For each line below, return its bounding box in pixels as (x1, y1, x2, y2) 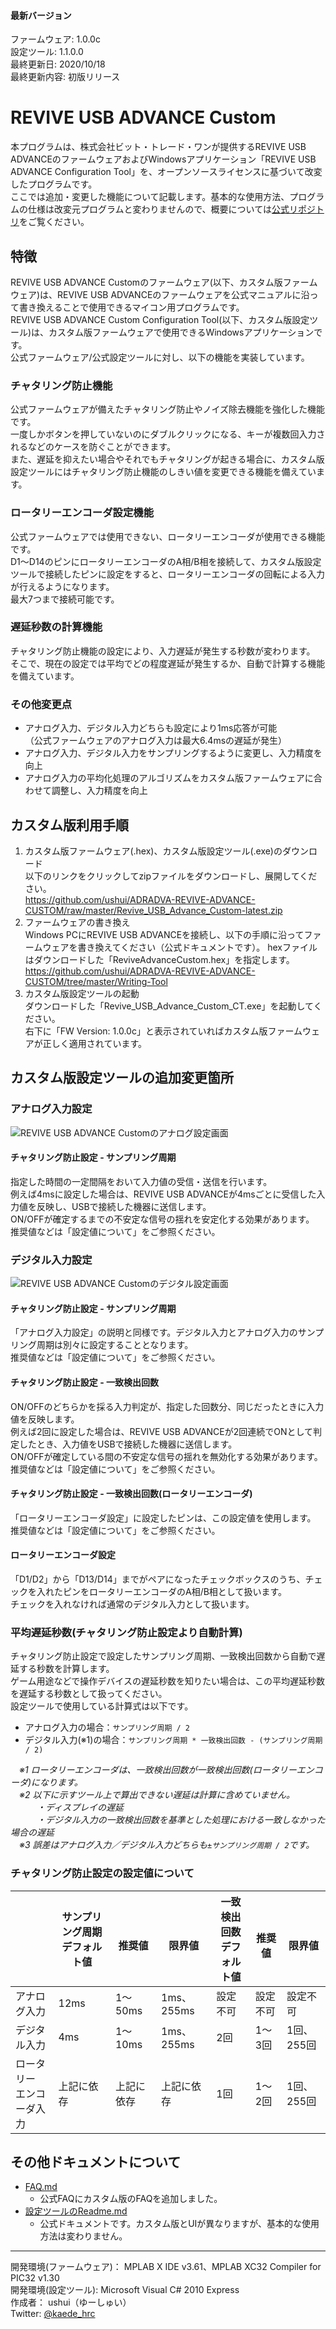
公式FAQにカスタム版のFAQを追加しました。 (39, 2193, 223, 2205)
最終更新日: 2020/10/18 (10, 58, 106, 70)
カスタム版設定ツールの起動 (24, 987, 140, 999)
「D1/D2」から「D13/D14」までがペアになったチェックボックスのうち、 (10, 1573, 306, 1585)
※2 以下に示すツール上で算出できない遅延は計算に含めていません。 (19, 1789, 296, 1801)
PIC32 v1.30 (10, 2272, 60, 2284)
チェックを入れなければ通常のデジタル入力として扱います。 (10, 1598, 255, 1610)
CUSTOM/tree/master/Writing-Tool (24, 975, 168, 987)
